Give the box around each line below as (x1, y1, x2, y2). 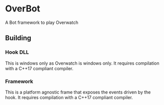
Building (5, 34, 31, 42)
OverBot (5, 3, 41, 14)
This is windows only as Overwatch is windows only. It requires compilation (5, 60, 160, 66)
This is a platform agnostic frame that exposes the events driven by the (5, 89, 151, 95)
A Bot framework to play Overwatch (5, 19, 79, 25)
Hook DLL (5, 49, 29, 56)
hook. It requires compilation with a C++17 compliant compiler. (5, 94, 133, 100)
